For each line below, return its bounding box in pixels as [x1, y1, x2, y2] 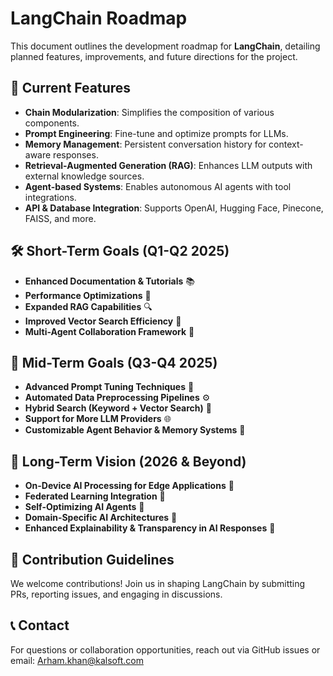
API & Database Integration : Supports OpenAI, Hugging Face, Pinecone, [24, 202, 324, 214]
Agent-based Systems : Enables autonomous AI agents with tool [24, 180, 292, 192]
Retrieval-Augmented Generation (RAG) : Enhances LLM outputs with [24, 159, 313, 171]
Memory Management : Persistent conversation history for [24, 138, 267, 150]
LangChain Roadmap [10, 7, 188, 30]
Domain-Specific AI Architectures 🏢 [24, 512, 178, 524]
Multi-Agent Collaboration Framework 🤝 [24, 325, 195, 337]
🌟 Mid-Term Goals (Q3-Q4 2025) [10, 354, 218, 371]
